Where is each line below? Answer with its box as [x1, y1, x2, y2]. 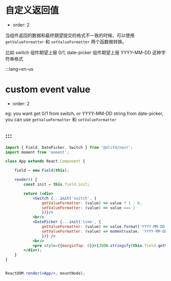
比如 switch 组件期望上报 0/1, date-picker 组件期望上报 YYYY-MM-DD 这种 [5, 49, 161, 55]
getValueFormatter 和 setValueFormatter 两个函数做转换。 [5, 39, 127, 45]
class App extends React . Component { [5, 159, 85, 164]
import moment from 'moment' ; [5, 149, 70, 155]
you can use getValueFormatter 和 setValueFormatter [5, 116, 117, 122]
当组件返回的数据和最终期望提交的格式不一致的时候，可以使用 [5, 32, 135, 38]
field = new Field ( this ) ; [14, 168, 70, 173]
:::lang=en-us [5, 66, 34, 72]
